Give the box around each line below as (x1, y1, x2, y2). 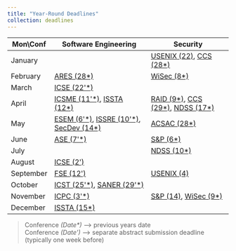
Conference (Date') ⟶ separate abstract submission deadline (24, 228, 205, 236)
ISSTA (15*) (53, 203, 96, 212)
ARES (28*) (53, 71, 94, 81)
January (11, 55, 39, 65)
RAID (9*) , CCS (150, 94, 202, 104)
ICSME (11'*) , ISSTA (53, 94, 124, 104)
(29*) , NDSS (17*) (150, 102, 215, 112)
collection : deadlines (7, 17, 74, 24)
